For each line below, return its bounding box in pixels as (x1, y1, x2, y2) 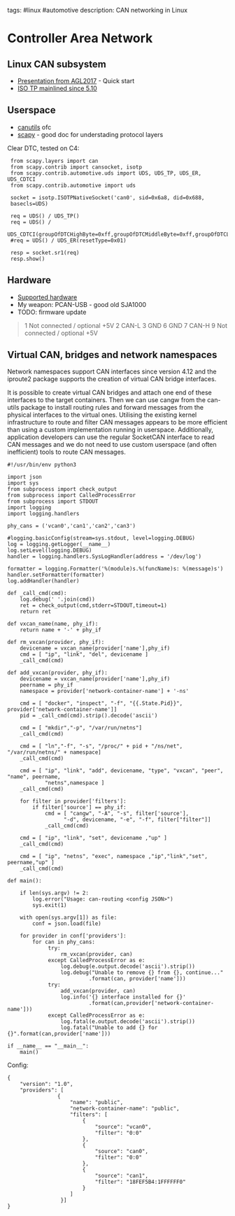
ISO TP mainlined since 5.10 (17, 84, 98, 92)
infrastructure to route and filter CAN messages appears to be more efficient (7, 418, 228, 427)
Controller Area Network (7, 31, 153, 46)
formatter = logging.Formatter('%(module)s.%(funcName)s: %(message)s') (7, 566, 224, 573)
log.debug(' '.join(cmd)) (20, 596, 96, 603)
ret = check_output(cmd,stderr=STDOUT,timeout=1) (20, 602, 168, 609)
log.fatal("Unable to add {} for (60, 1024, 158, 1031)
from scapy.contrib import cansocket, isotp (10, 164, 142, 171)
